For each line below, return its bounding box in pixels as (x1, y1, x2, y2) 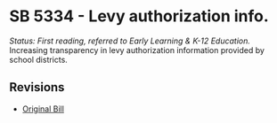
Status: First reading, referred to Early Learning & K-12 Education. (9, 35, 251, 46)
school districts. (9, 54, 69, 65)
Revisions (9, 80, 65, 95)
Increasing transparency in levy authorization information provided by (9, 44, 265, 55)
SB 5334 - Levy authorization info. (9, 6, 269, 27)
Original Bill (21, 104, 65, 114)
